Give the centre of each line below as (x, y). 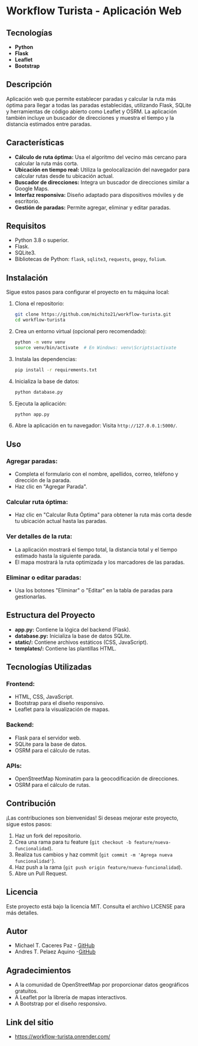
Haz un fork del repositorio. (48, 835)
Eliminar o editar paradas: (44, 578)
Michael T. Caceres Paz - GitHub (55, 945)
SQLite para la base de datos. (51, 744)
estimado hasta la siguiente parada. (58, 556)
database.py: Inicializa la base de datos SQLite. (73, 636)
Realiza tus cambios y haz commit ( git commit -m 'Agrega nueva (94, 854)
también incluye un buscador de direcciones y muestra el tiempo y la (90, 117)
